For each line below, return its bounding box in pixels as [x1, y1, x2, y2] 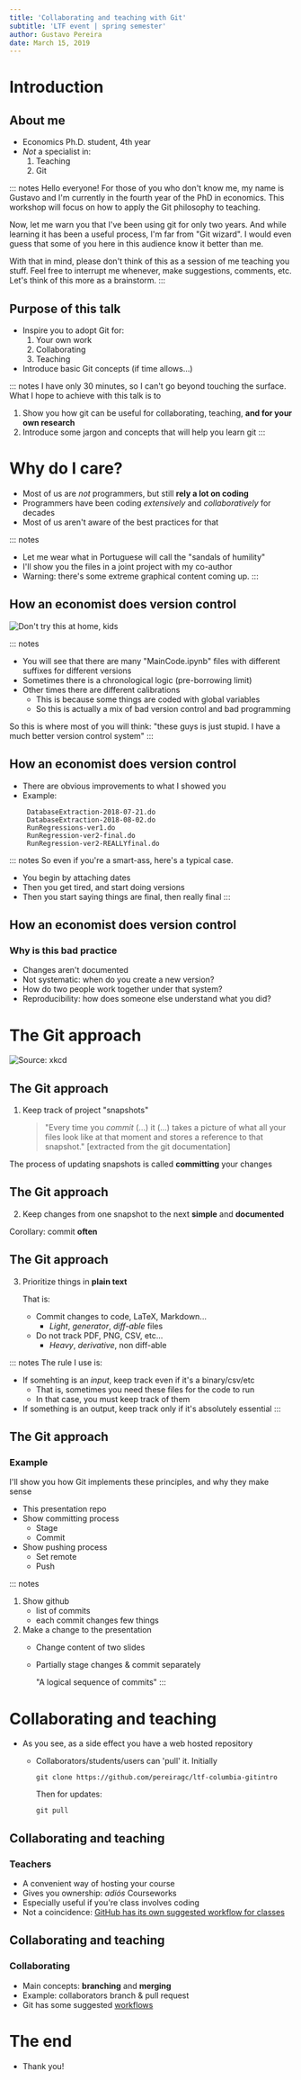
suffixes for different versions [22, 665, 132, 676]
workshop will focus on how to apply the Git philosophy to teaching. [9, 202, 261, 212]
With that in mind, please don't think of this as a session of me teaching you [9, 256, 290, 266]
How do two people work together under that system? [22, 984, 223, 995]
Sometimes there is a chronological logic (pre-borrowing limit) [22, 674, 252, 685]
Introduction [9, 77, 104, 97]
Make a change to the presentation [22, 1625, 153, 1635]
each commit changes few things [35, 1615, 159, 1625]
